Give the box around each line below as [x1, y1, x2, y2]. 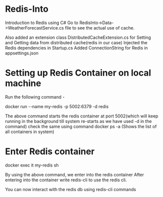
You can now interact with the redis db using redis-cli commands [5, 186, 136, 192]
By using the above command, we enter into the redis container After [5, 171, 144, 177]
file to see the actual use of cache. [65, 25, 135, 30]
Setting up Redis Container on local [5, 67, 151, 79]
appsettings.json [5, 50, 39, 56]
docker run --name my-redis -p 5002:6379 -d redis [5, 103, 109, 109]
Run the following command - [5, 94, 65, 100]
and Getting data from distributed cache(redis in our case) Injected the [5, 39, 148, 45]
